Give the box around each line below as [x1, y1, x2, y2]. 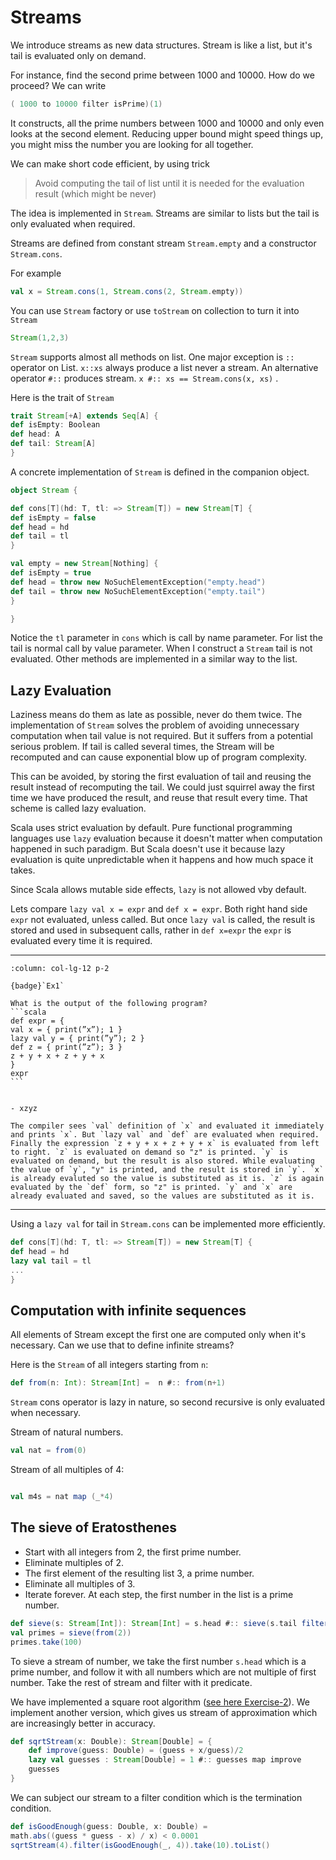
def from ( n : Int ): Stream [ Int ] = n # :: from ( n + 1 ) [10, 1378, 226, 1388]
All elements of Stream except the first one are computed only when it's [10, 1329, 307, 1341]
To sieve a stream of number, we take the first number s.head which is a [10, 1655, 307, 1667]
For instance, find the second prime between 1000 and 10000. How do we [10, 69, 315, 81]
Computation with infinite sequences [10, 1302, 247, 1320]
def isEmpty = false [10, 512, 97, 523]
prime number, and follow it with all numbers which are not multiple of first [10, 1666, 317, 1678]
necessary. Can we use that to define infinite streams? [10, 1339, 235, 1351]
